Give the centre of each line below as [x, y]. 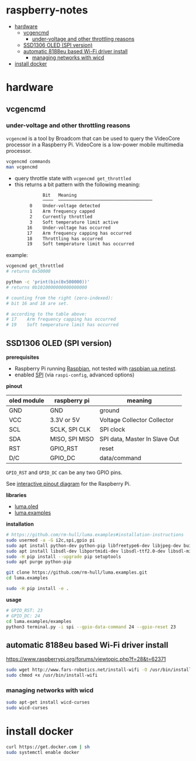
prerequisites [23, 357]
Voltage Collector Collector [136, 420]
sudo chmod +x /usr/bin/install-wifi [52, 676]
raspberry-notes [47, 10]
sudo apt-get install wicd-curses [48, 702]
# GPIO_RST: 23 [24, 610]
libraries [16, 495]
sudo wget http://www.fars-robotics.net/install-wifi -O [77, 670]
